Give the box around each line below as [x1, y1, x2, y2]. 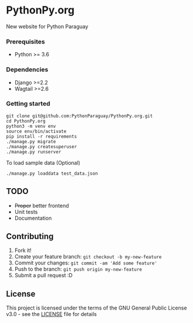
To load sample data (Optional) [6, 159, 81, 166]
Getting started [6, 100, 51, 108]
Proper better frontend [14, 202, 69, 209]
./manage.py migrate [6, 138, 57, 144]
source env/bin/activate [6, 128, 67, 134]
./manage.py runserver [6, 149, 61, 155]
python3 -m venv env [6, 123, 57, 129]
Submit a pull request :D [14, 272, 73, 279]
